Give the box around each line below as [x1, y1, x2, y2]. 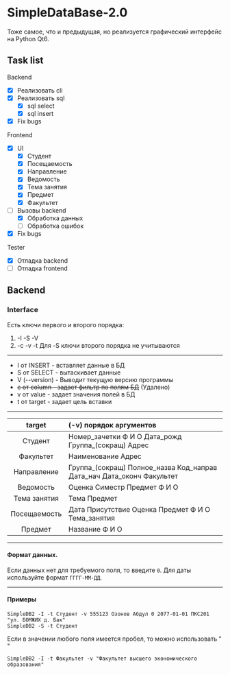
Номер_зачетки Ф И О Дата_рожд [68, 431, 182, 441]
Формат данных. [7, 551, 58, 559]
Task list [7, 55, 44, 67]
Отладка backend [16, 256, 68, 265]
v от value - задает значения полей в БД [16, 390, 136, 399]
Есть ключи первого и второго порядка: [7, 320, 125, 329]
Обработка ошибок [27, 222, 84, 230]
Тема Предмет [68, 493, 118, 503]
